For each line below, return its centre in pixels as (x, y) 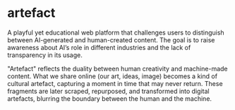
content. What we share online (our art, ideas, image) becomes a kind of (112, 76)
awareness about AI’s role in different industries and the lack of (99, 47)
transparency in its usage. (45, 55)
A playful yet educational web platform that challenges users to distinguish (116, 32)
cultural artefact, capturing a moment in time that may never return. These (115, 83)
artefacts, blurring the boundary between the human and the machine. (110, 98)
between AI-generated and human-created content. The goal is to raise (111, 39)
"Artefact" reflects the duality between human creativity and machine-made (117, 68)
